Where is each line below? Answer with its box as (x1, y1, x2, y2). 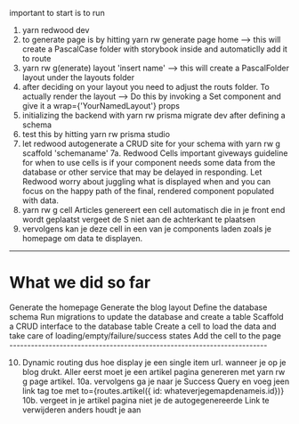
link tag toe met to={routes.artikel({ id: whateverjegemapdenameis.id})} (21, 385, 285, 395)
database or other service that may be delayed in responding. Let (21, 167, 263, 177)
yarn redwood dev (21, 25, 90, 35)
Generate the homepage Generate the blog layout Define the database (9, 302, 268, 313)
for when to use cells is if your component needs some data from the (21, 158, 276, 167)
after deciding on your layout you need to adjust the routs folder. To (21, 82, 270, 92)
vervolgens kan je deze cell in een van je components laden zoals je (21, 224, 272, 234)
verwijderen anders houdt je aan (21, 404, 141, 415)
